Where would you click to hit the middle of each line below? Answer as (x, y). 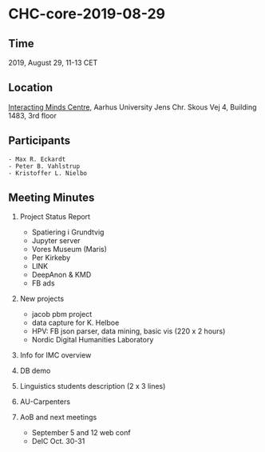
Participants (39, 141)
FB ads (43, 283)
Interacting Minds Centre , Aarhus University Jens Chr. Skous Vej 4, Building (132, 107)
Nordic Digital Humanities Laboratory (93, 340)
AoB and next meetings (58, 418)
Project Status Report (55, 217)
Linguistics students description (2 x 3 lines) (93, 386)
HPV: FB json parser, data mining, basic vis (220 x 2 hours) (129, 331)
